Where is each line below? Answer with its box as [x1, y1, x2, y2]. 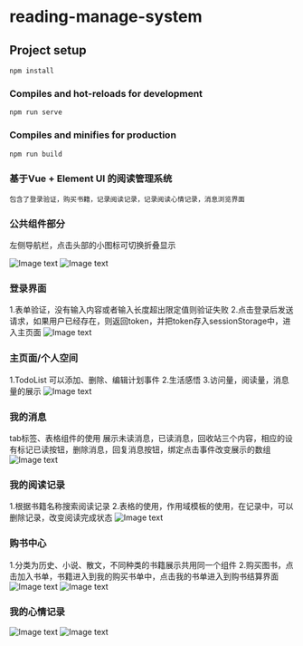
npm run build [9, 149, 63, 159]
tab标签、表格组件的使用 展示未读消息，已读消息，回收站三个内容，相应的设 [9, 433, 294, 444]
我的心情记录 [9, 605, 66, 618]
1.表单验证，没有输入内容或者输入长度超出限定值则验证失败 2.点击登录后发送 [9, 304, 294, 315]
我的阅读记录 [9, 478, 66, 491]
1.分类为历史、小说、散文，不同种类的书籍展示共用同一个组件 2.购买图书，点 [9, 559, 294, 570]
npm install [9, 66, 54, 75]
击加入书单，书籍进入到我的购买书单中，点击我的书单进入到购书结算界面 [9, 571, 279, 582]
